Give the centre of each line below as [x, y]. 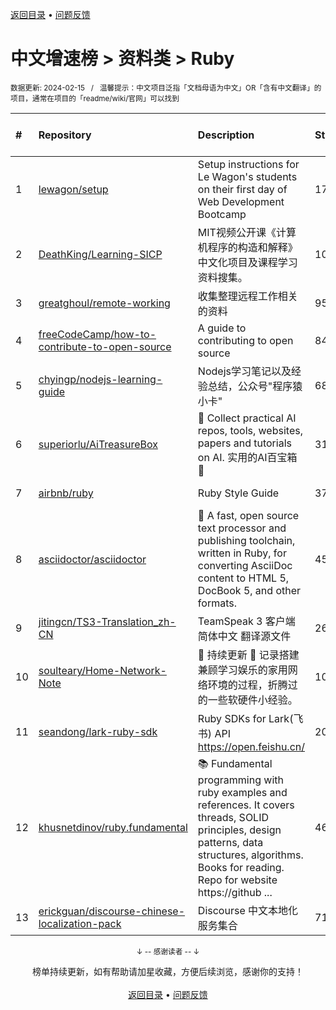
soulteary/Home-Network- [102, 670]
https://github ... [235, 892]
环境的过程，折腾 [247, 685]
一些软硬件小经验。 [252, 700]
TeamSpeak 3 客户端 [246, 621]
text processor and [242, 528]
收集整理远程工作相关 [247, 296]
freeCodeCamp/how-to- [97, 334]
